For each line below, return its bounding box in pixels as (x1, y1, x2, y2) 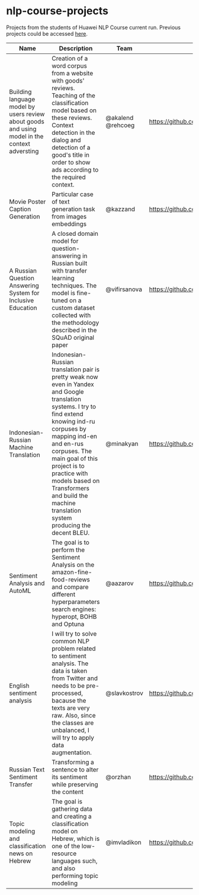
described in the (52, 325, 97, 334)
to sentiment (52, 652, 87, 660)
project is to (52, 461, 85, 470)
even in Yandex (52, 380, 95, 388)
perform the (52, 545, 85, 554)
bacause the (52, 696, 86, 704)
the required (52, 173, 86, 181)
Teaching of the (52, 91, 96, 99)
